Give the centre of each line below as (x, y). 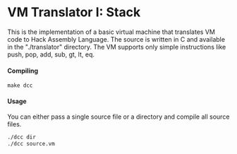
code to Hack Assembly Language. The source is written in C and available (116, 39)
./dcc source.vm (31, 144)
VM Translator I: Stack (74, 12)
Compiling (23, 71)
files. (14, 124)
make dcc (20, 85)
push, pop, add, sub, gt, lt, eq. (51, 54)
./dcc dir (22, 137)
